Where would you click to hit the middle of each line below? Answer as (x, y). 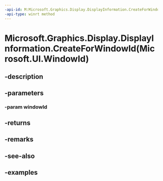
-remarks (19, 139)
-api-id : (13, 9)
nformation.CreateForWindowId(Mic (80, 48)
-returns (18, 123)
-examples (21, 172)
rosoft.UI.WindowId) (47, 59)
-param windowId (26, 107)
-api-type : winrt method (30, 14)
